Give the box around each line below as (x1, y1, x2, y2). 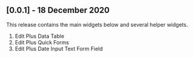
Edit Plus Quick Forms (14, 38, 69, 46)
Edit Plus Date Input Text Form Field (14, 45, 103, 52)
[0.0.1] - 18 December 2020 (6, 5, 110, 15)
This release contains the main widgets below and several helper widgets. (6, 21, 188, 28)
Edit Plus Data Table (14, 33, 64, 40)
